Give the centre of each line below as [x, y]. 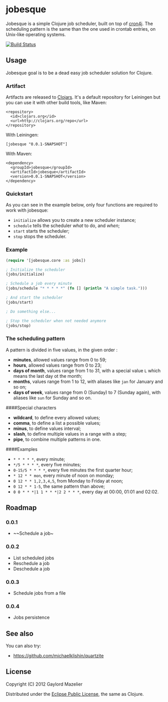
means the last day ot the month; [48, 376]
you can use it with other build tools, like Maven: [57, 103]
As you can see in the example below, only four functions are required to [82, 205]
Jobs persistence [31, 618]
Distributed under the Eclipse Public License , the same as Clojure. [75, 694]
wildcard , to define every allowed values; [57, 417]
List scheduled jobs [34, 558]
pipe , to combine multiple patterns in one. [57, 439]
